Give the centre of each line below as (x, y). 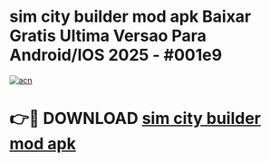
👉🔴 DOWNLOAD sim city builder (135, 119)
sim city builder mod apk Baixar (130, 17)
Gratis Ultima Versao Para (108, 36)
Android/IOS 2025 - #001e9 (116, 55)
